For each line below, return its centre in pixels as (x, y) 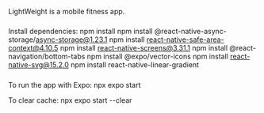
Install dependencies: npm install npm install (80, 32)
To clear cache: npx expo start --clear (70, 100)
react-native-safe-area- (185, 40)
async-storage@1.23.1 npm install (90, 40)
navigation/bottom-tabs (47, 56)
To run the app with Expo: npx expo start (75, 85)
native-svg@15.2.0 (39, 65)
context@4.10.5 (33, 48)
